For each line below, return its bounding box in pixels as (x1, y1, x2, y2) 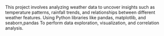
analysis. (5, 25, 23, 31)
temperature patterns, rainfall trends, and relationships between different (5, 9, 155, 15)
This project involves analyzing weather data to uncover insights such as (5, 4, 155, 10)
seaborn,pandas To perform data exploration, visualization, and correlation (5, 20, 159, 26)
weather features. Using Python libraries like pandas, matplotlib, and (5, 15, 146, 20)
